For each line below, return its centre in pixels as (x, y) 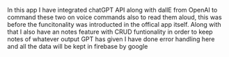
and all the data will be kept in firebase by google (78, 46)
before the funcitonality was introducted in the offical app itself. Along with (114, 24)
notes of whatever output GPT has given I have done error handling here (111, 39)
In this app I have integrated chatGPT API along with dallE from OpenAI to (112, 10)
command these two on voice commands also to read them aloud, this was (114, 17)
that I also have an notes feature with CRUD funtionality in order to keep (110, 32)
